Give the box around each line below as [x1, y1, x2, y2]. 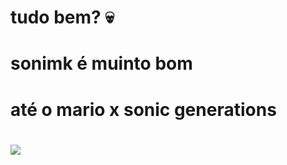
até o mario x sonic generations [10, 98, 277, 121]
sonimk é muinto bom [10, 52, 193, 75]
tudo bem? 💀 [10, 6, 115, 29]
